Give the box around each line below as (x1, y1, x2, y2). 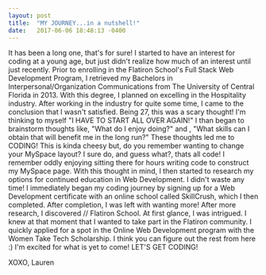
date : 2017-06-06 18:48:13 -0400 (8, 26, 126, 34)
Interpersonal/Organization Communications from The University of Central (8, 82, 255, 91)
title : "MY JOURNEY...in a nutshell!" (8, 19, 141, 27)
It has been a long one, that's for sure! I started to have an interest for (8, 48, 236, 58)
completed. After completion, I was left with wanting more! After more (8, 200, 237, 210)
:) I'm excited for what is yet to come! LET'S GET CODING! (8, 242, 199, 252)
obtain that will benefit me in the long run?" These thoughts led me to (8, 133, 235, 142)
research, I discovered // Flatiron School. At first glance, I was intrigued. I (8, 208, 247, 219)
